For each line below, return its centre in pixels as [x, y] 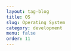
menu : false [21, 33]
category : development [34, 28]
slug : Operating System [36, 22]
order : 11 [18, 39]
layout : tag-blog [28, 11]
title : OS [18, 17]
